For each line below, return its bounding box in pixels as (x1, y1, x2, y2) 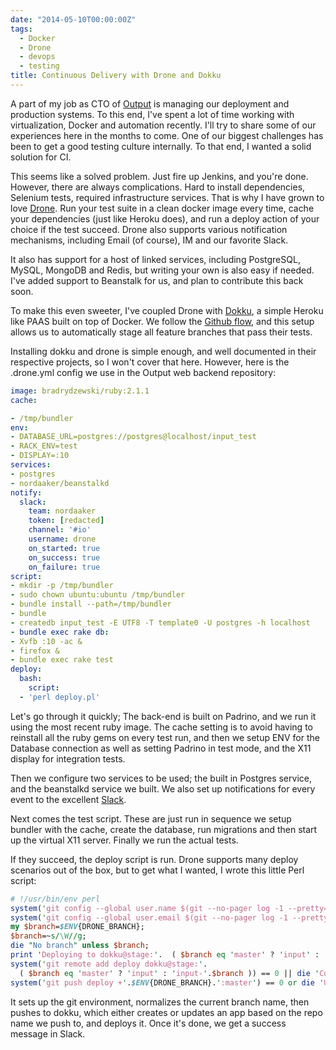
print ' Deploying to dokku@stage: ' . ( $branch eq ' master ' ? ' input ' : (10, 950, 320, 960)
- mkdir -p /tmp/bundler (10, 581, 114, 591)
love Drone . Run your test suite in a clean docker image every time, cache (10, 202, 315, 214)
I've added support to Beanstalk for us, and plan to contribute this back (10, 274, 304, 286)
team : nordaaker (28, 506, 97, 516)
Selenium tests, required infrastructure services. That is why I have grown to (10, 191, 325, 203)
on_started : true (28, 543, 101, 553)
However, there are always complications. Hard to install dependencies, (10, 181, 306, 193)
